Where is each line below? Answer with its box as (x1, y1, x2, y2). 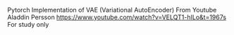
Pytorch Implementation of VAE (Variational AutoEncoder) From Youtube (7, 6, 217, 14)
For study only (7, 21, 49, 28)
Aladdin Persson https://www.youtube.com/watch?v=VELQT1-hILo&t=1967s (7, 13, 227, 21)
